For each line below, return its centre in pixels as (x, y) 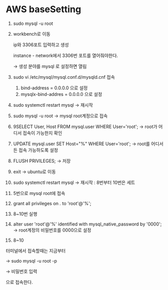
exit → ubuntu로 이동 (35, 172)
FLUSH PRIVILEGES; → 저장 (42, 160)
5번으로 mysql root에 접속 (39, 193)
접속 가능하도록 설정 (38, 150)
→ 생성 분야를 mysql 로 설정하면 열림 (50, 66)
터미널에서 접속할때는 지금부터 (36, 250)
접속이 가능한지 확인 (42, 133)
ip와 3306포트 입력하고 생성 (41, 45)
